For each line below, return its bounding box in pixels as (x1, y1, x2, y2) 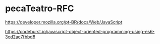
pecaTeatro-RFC (5, 3, 74, 14)
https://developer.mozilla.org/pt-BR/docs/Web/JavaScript (5, 19, 123, 25)
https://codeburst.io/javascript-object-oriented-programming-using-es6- (5, 28, 155, 34)
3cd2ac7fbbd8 (5, 34, 36, 40)
